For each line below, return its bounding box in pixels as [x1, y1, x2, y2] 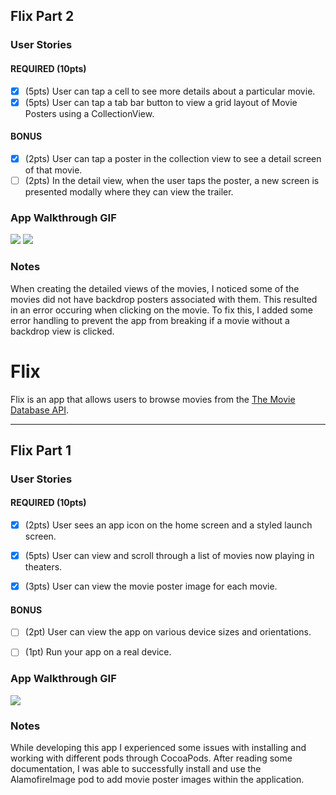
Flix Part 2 [10, 8, 75, 25]
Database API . [10, 404, 69, 416]
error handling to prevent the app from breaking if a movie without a [10, 314, 290, 326]
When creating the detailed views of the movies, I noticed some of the [10, 282, 300, 294]
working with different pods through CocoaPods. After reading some [10, 752, 293, 764]
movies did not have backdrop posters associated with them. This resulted [10, 293, 318, 305]
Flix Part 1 [10, 442, 72, 459]
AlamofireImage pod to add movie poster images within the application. [10, 774, 305, 786]
